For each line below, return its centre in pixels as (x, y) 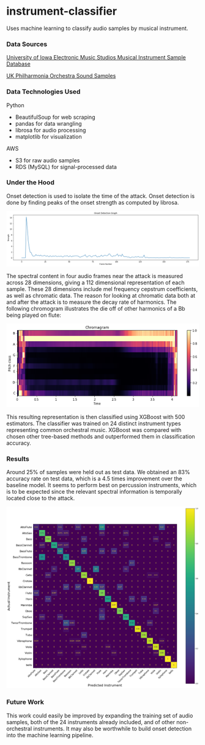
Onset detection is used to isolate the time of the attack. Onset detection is (100, 196)
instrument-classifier (62, 11)
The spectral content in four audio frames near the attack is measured (95, 276)
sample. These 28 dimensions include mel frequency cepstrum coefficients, (102, 289)
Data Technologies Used (43, 92)
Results (18, 459)
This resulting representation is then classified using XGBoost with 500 (96, 417)
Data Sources (27, 44)
